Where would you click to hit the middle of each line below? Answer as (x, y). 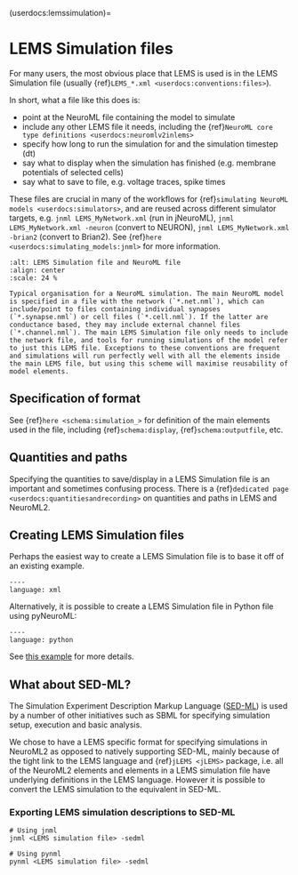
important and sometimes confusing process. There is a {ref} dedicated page (149, 488)
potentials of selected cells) (73, 172)
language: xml (36, 590)
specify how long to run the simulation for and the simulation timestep (150, 144)
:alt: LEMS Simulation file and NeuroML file (95, 262)
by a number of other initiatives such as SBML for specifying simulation (140, 716)
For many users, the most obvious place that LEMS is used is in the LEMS (144, 73)
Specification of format (75, 399)
